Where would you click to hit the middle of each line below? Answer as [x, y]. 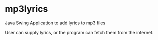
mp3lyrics [27, 9]
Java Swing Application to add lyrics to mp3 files [55, 23]
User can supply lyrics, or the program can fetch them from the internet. [79, 32]
